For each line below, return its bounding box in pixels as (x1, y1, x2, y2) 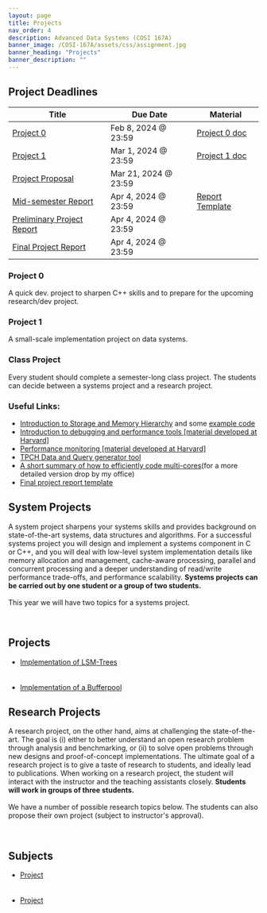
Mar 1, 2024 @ (110, 144, 168, 156)
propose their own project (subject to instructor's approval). (8, 811, 204, 820)
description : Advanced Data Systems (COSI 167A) (8, 33, 172, 42)
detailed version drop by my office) (19, 469, 135, 479)
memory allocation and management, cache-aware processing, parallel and (8, 555, 256, 564)
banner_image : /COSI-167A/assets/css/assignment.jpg (8, 41, 187, 49)
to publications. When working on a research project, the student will (8, 769, 234, 778)
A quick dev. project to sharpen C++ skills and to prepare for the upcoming (8, 287, 254, 298)
